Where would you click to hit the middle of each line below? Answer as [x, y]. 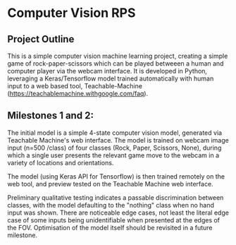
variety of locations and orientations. [61, 162]
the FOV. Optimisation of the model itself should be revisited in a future [110, 227]
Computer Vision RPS [72, 13]
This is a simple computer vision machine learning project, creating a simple [118, 56]
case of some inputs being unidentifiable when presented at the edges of [114, 220]
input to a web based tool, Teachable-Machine [75, 86]
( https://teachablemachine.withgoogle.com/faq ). [78, 94]
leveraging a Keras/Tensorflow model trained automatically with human [111, 78]
